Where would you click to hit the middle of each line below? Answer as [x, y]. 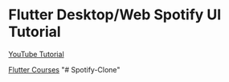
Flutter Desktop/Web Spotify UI [115, 15]
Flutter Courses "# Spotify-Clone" [64, 69]
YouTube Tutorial [36, 54]
